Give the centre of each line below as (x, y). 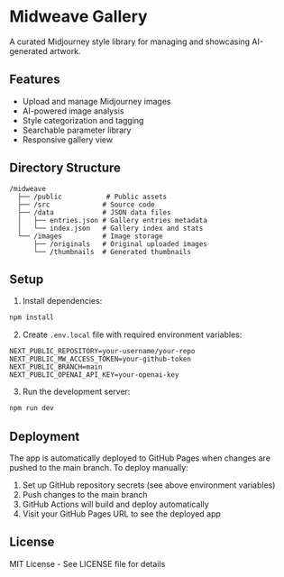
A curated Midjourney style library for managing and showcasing (130, 41)
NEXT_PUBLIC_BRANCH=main (56, 367)
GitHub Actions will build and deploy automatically (115, 504)
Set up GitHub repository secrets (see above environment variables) (149, 485)
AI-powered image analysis (73, 111)
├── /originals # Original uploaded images (120, 244)
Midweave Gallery (78, 17)
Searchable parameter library (77, 130)
